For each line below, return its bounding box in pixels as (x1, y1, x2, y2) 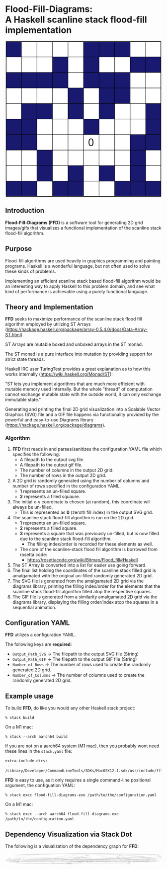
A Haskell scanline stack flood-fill (5, 14, 148, 25)
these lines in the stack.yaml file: (5, 748, 73, 754)
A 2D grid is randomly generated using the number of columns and (12, 477, 150, 483)
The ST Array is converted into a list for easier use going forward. (12, 562, 147, 568)
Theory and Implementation (5, 303, 93, 311)
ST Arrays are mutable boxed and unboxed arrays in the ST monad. (5, 341, 143, 347)
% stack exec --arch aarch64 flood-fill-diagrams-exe (5, 811, 119, 817)
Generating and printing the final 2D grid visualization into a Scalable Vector (5, 406, 161, 412)
